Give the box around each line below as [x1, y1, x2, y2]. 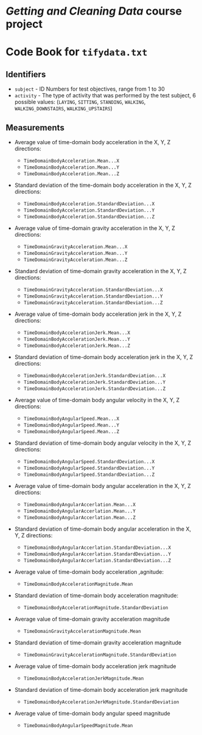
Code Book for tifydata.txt [5, 45, 148, 59]
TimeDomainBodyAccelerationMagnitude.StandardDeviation [23, 605, 169, 611]
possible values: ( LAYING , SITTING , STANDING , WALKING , [14, 99, 146, 106]
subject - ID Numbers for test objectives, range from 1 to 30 [14, 85, 165, 92]
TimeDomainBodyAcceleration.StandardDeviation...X [23, 201, 155, 207]
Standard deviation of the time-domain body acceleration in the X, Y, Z [14, 181, 192, 189]
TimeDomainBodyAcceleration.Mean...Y [23, 164, 120, 170]
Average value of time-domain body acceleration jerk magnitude [14, 663, 176, 670]
